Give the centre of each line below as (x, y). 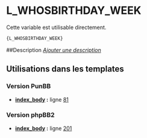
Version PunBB (29, 87)
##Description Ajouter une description (54, 50)
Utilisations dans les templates (65, 69)
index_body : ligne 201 (43, 128)
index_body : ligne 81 (42, 99)
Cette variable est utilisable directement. (56, 27)
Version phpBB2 (31, 115)
